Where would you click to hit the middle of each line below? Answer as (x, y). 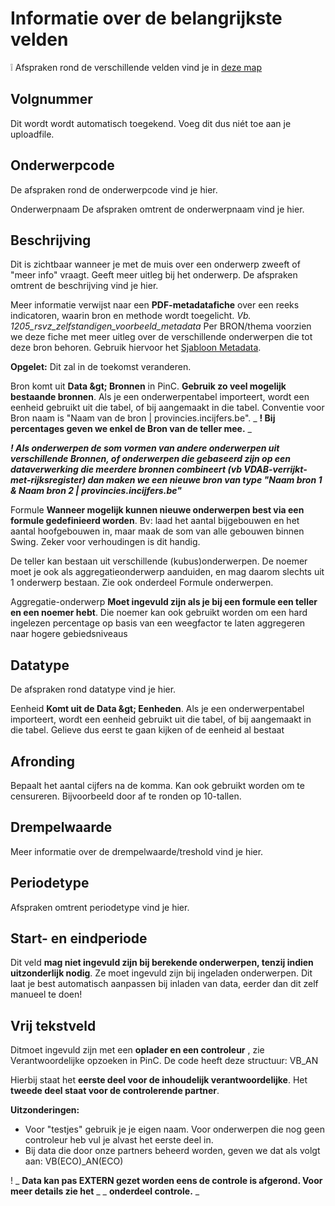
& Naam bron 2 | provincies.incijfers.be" (96, 491)
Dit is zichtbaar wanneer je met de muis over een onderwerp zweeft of (155, 264)
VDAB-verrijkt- (275, 469)
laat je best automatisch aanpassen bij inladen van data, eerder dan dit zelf (164, 984)
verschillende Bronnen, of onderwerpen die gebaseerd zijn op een (151, 459)
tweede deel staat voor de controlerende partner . (115, 1091)
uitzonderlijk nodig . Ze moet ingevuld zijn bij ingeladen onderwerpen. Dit (161, 973)
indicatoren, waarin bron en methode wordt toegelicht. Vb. (131, 316)
